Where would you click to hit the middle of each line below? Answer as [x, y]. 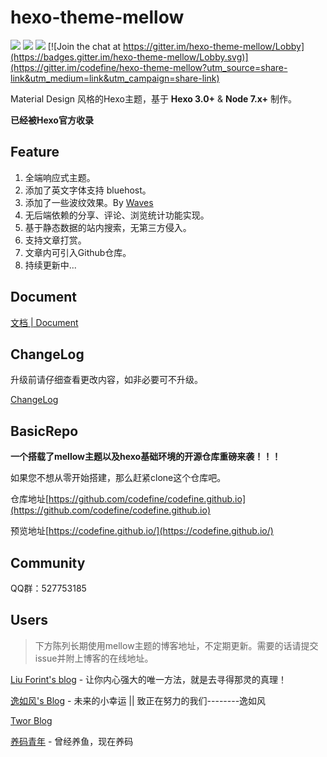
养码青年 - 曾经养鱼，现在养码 [72, 741]
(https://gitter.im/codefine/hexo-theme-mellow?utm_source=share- [149, 67]
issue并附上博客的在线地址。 [94, 658]
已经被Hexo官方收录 [52, 120]
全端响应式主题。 [60, 177]
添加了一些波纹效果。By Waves [89, 202]
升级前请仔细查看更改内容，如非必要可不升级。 [106, 380]
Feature [35, 152]
